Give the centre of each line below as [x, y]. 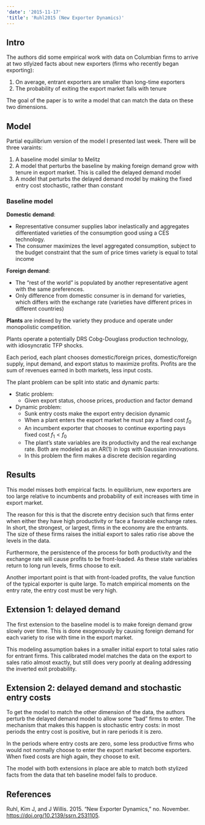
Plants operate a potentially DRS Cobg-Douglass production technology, [97, 339]
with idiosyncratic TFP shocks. [45, 345]
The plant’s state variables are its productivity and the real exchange [110, 443]
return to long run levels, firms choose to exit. [64, 565]
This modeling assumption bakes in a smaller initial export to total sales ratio [102, 649]
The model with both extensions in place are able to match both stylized [97, 769]
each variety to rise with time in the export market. [70, 637]
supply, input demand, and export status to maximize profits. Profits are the [101, 364]
